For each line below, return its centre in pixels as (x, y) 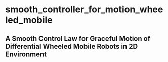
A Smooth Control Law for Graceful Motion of (78, 39)
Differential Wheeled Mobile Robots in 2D (72, 46)
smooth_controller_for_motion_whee (84, 9)
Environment (26, 54)
